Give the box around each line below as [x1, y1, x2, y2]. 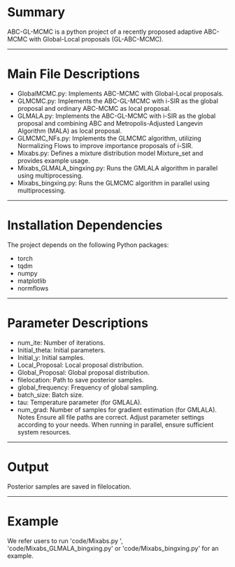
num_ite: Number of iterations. [17, 338, 106, 347]
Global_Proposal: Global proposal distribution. [17, 368, 150, 376]
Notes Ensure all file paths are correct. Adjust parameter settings [17, 413, 205, 421]
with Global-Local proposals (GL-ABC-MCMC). [29, 34, 164, 43]
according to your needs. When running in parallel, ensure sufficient [17, 420, 214, 429]
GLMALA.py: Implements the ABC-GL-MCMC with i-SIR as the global [17, 112, 216, 120]
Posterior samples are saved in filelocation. [7, 482, 131, 491]
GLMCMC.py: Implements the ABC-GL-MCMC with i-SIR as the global [17, 96, 219, 105]
